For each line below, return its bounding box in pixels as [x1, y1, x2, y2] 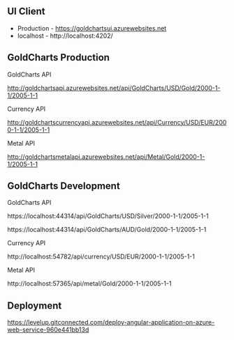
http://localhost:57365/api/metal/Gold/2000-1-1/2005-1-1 [7, 279, 172, 288]
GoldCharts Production [7, 52, 110, 63]
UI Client [7, 6, 45, 17]
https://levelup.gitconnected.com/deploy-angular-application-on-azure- [7, 318, 215, 327]
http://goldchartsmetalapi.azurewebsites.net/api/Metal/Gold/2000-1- [7, 153, 205, 161]
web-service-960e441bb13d [7, 325, 89, 334]
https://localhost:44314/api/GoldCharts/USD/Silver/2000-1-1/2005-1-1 [7, 212, 209, 220]
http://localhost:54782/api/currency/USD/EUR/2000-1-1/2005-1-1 [7, 252, 196, 261]
